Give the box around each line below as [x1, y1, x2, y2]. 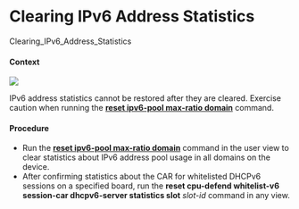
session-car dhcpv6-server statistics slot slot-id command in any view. [21, 190, 290, 201]
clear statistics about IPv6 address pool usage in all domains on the [21, 152, 270, 163]
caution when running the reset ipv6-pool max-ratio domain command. [9, 103, 275, 113]
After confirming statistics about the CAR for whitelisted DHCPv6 [21, 171, 262, 182]
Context [9, 56, 40, 67]
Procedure [9, 122, 49, 133]
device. [21, 162, 50, 172]
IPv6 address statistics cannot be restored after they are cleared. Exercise [9, 93, 282, 104]
